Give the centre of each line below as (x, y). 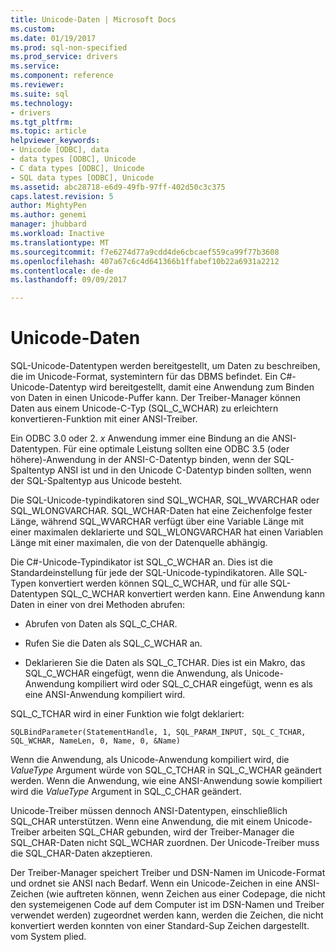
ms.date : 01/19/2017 (53, 38)
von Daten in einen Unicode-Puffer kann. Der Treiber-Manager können (156, 398)
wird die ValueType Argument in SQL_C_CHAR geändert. (126, 792)
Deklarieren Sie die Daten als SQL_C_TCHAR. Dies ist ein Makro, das (165, 663)
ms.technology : (42, 103)
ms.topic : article (48, 131)
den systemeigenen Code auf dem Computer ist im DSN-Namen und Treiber (167, 905)
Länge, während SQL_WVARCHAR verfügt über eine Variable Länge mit (157, 522)
